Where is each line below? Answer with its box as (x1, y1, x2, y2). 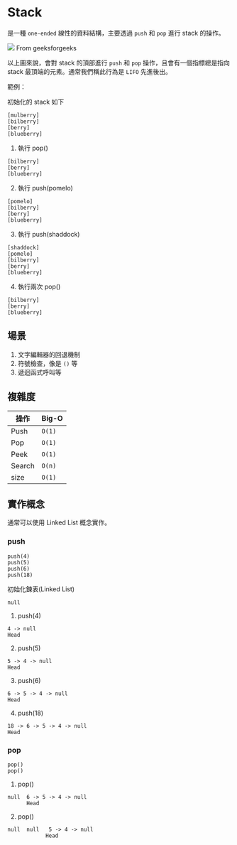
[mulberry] (7, 112, 40, 119)
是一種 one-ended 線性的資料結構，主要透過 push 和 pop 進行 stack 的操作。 (7, 28, 225, 37)
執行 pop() (17, 144, 48, 152)
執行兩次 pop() (17, 282, 61, 291)
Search (11, 461, 35, 470)
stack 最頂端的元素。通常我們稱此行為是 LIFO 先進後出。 (7, 67, 172, 75)
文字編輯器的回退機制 (17, 350, 80, 359)
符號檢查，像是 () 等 (17, 359, 78, 367)
